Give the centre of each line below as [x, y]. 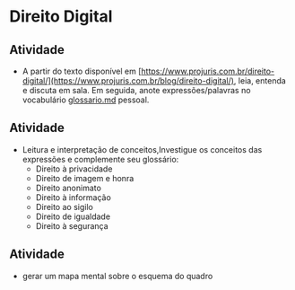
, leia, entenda [260, 81]
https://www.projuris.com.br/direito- [208, 71]
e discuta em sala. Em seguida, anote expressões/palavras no [136, 90]
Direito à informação [74, 197]
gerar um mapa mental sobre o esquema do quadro [117, 276]
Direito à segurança [72, 225]
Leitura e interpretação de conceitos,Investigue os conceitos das [142, 149]
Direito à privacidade [74, 169]
